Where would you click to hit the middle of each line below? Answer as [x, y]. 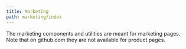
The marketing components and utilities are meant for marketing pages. [93, 33]
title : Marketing [27, 11]
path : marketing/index [34, 17]
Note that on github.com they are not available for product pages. [86, 40]
